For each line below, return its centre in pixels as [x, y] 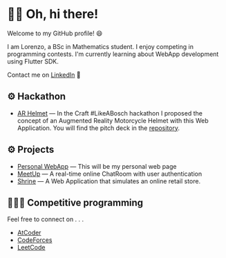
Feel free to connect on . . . [46, 219]
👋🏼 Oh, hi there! [53, 14]
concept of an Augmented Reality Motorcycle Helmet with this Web [113, 120]
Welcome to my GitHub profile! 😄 [55, 33]
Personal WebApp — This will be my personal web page [97, 166]
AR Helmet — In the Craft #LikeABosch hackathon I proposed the [110, 113]
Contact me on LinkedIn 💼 [44, 75]
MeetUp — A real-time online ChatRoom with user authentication [110, 174]
